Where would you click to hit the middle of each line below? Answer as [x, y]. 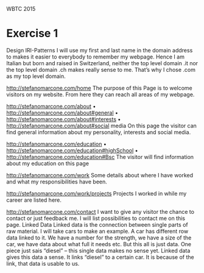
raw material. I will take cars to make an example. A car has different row [97, 231]
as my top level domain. [36, 76]
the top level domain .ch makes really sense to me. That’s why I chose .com [101, 69]
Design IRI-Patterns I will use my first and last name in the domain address [100, 50]
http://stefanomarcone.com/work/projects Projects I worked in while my [97, 193]
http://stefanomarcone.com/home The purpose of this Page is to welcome [100, 88]
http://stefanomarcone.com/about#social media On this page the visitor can [101, 126]
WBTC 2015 [21, 9]
